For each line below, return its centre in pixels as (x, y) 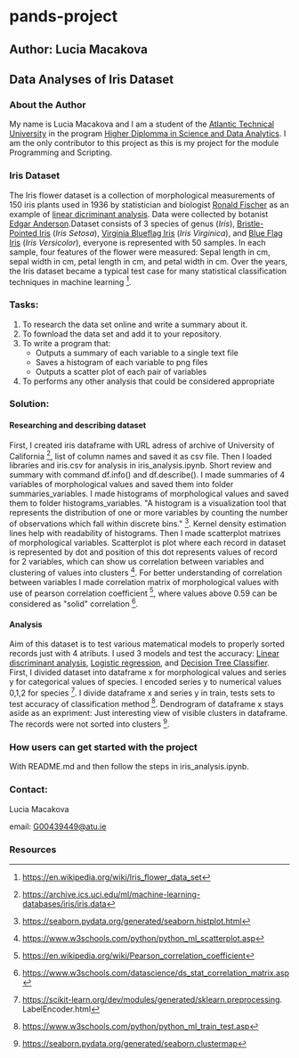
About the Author (48, 104)
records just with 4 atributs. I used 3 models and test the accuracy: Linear (145, 654)
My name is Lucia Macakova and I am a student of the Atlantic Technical (141, 124)
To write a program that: (66, 343)
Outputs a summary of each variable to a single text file (137, 353)
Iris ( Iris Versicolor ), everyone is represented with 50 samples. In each (137, 242)
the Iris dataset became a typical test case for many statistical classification (148, 271)
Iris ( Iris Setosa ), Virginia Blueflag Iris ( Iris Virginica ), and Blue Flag (161, 232)
